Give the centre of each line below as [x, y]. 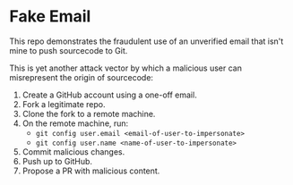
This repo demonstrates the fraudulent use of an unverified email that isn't [146, 41]
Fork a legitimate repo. [64, 104]
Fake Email [50, 17]
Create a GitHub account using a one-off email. [109, 95]
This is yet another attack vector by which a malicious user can [125, 68]
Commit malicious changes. [73, 151]
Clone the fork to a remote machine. [89, 114]
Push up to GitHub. [57, 161]
